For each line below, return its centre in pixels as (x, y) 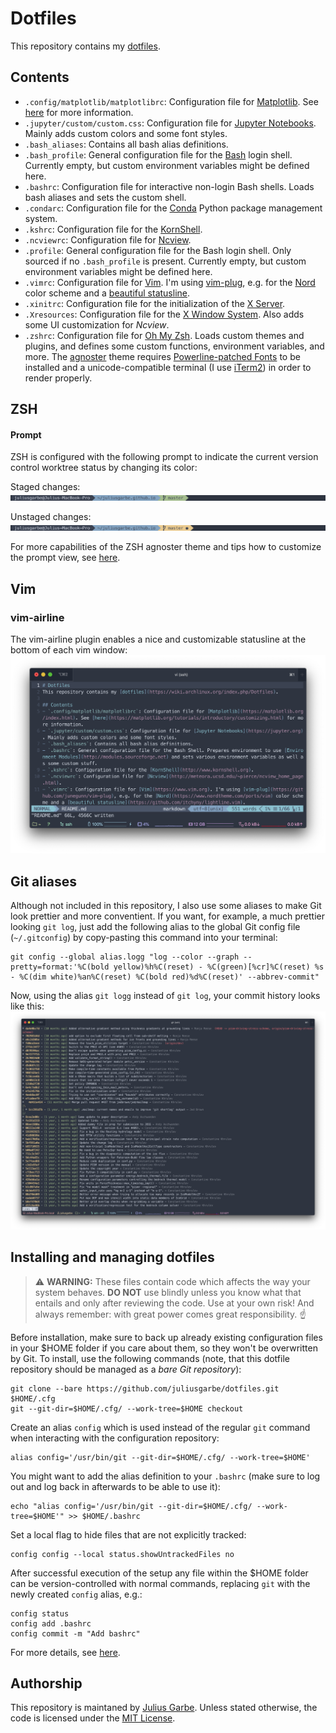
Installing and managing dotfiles (112, 1257)
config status (40, 1613)
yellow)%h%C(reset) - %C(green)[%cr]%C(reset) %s (219, 967)
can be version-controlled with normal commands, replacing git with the (160, 1583)
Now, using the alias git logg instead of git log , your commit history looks (165, 996)
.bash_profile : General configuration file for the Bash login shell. (158, 154)
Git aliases (43, 881)
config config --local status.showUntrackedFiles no (122, 1554)
